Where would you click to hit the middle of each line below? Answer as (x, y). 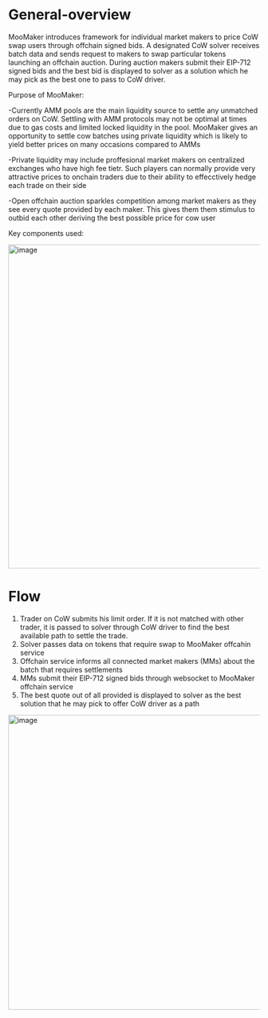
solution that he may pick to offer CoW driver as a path (110, 703)
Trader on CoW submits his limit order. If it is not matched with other (132, 618)
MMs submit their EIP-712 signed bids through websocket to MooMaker (137, 678)
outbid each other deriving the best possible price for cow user (112, 218)
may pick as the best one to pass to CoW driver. (87, 79)
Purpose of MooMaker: (46, 94)
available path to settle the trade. (74, 635)
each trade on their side (47, 185)
